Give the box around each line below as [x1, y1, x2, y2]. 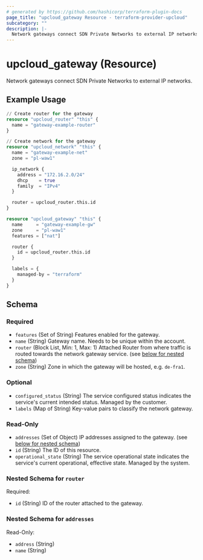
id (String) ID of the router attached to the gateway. [14, 500, 144, 507]
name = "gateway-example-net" [11, 150, 88, 156]
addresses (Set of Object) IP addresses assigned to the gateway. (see [14, 433, 188, 441]
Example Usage [6, 95, 66, 105]
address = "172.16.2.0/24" [17, 171, 85, 178]
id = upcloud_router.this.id [17, 249, 91, 255]
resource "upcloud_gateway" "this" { [6, 216, 101, 222]
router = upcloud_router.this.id [11, 200, 96, 206]
